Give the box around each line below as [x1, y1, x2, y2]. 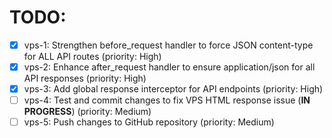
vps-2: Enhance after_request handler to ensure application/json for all [23, 61, 316, 73]
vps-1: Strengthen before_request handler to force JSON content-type [23, 39, 314, 51]
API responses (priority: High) [23, 72, 147, 85]
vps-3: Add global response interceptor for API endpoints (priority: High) [23, 83, 324, 95]
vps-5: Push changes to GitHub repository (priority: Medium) [23, 116, 275, 128]
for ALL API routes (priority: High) [23, 51, 162, 62]
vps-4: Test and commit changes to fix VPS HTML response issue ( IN [23, 94, 311, 106]
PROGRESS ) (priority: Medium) [23, 106, 152, 118]
